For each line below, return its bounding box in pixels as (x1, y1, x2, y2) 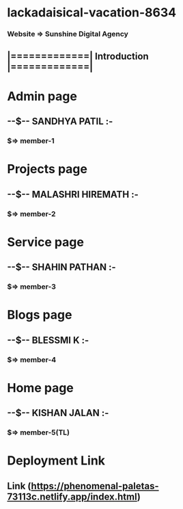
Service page (7, 234, 84, 250)
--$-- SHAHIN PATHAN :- (7, 261, 116, 273)
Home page (7, 380, 74, 395)
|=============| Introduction (7, 50, 149, 62)
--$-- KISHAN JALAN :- (7, 407, 109, 419)
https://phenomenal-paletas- (31, 480, 159, 492)
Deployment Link (7, 453, 106, 469)
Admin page (7, 88, 77, 104)
